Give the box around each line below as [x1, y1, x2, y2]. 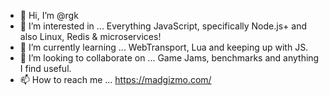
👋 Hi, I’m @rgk [19, 10, 79, 21]
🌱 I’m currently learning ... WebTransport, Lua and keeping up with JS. [19, 41, 309, 53]
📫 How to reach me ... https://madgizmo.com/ [19, 74, 212, 85]
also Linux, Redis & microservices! [19, 31, 162, 42]
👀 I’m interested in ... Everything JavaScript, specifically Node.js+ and [19, 20, 307, 32]
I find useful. [19, 63, 72, 74]
